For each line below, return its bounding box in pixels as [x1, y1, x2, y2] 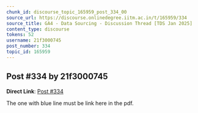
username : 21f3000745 [6, 37, 62, 43]
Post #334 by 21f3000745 [6, 71, 108, 82]
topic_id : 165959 [6, 49, 51, 55]
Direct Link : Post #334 [6, 87, 64, 95]
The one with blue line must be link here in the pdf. [6, 99, 134, 107]
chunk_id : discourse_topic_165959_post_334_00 [6, 9, 127, 15]
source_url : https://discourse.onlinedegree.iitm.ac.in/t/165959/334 [6, 15, 188, 21]
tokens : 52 [6, 32, 34, 38]
